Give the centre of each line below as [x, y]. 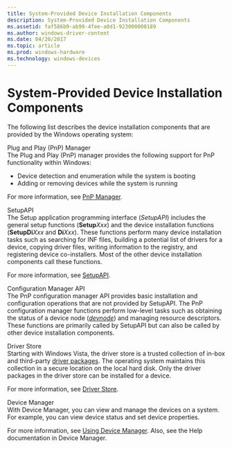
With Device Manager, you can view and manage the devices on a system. [113, 410]
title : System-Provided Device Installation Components [89, 14]
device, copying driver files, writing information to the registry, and [102, 247]
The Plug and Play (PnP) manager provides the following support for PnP [111, 155]
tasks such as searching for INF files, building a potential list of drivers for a [115, 239]
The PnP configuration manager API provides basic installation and [102, 296]
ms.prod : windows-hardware [46, 53]
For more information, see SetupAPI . [59, 275]
